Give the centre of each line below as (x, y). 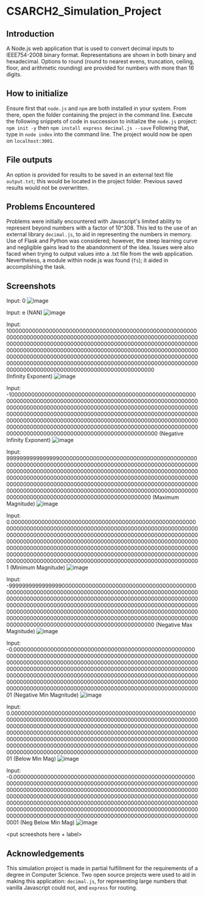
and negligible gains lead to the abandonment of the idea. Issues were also (100, 247)
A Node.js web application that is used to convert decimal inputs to (90, 48)
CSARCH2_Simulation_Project (84, 11)
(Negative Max (174, 625)
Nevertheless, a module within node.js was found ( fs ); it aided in (87, 260)
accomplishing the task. (36, 267)
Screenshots (31, 286)
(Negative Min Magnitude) (46, 695)
